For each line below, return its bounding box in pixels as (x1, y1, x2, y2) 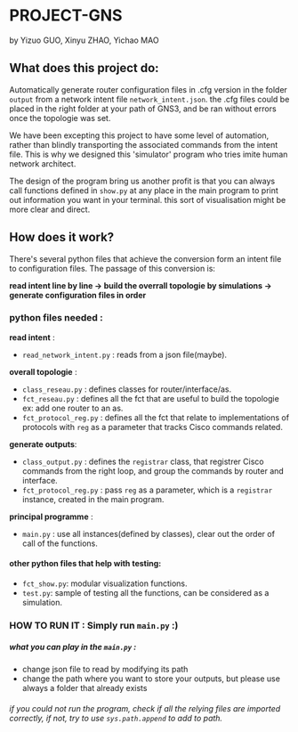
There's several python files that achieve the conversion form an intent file (9, 253, 282, 264)
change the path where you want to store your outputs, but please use (21, 673, 280, 684)
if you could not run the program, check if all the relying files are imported (9, 703, 281, 713)
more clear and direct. (9, 204, 91, 215)
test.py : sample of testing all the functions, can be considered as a (21, 588, 270, 598)
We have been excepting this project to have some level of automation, (9, 130, 270, 141)
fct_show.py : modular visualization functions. (21, 578, 189, 589)
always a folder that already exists (21, 682, 148, 693)
